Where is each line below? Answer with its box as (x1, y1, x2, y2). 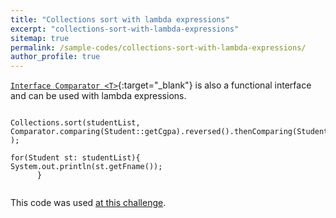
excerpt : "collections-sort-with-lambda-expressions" (10, 24, 240, 34)
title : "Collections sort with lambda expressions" (10, 14, 230, 25)
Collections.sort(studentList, (10, 118, 141, 128)
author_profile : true (10, 52, 101, 62)
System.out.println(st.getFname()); (10, 162, 163, 172)
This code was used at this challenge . (10, 197, 167, 209)
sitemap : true (10, 33, 70, 43)
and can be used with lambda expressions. (10, 90, 187, 102)
